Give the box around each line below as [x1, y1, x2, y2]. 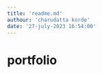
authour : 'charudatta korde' [7, 16, 90, 23]
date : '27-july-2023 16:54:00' [7, 23, 97, 29]
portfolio [7, 52, 58, 68]
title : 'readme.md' [7, 10, 63, 17]
